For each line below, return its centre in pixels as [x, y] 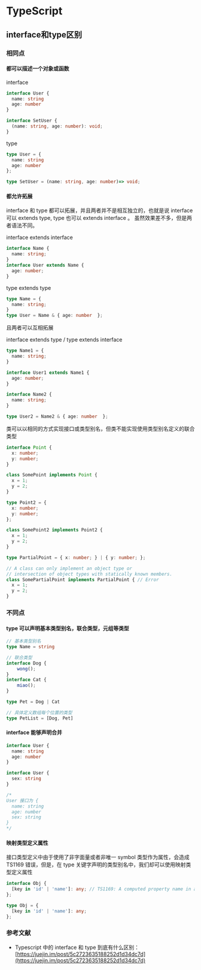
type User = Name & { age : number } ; [54, 316]
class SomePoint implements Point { [52, 475]
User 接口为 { [22, 800]
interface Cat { [26, 680]
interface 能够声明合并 [34, 733]
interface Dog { [26, 663]
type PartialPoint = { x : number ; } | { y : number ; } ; [76, 557]
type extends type [29, 288]
